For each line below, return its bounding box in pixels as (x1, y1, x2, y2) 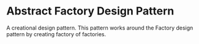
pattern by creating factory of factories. (6, 30, 107, 37)
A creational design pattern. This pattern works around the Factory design (6, 24, 193, 31)
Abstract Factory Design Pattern (6, 4, 175, 18)
